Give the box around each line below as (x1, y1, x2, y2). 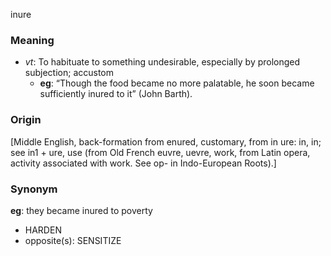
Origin (10, 113, 42, 127)
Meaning (10, 33, 55, 47)
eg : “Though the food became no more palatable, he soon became (39, 77, 315, 89)
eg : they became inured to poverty (10, 204, 153, 216)
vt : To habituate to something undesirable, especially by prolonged (24, 56, 301, 68)
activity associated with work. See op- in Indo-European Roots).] (10, 157, 277, 169)
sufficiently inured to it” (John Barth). (39, 88, 193, 100)
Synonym (10, 182, 58, 196)
